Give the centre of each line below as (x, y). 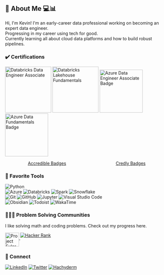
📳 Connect (18, 256)
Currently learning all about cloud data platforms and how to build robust (79, 38)
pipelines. (15, 44)
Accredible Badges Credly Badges (87, 163)
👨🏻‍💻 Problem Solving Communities (48, 215)
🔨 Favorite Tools (25, 176)
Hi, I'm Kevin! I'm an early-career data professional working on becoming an (82, 23)
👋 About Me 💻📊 (31, 9)
